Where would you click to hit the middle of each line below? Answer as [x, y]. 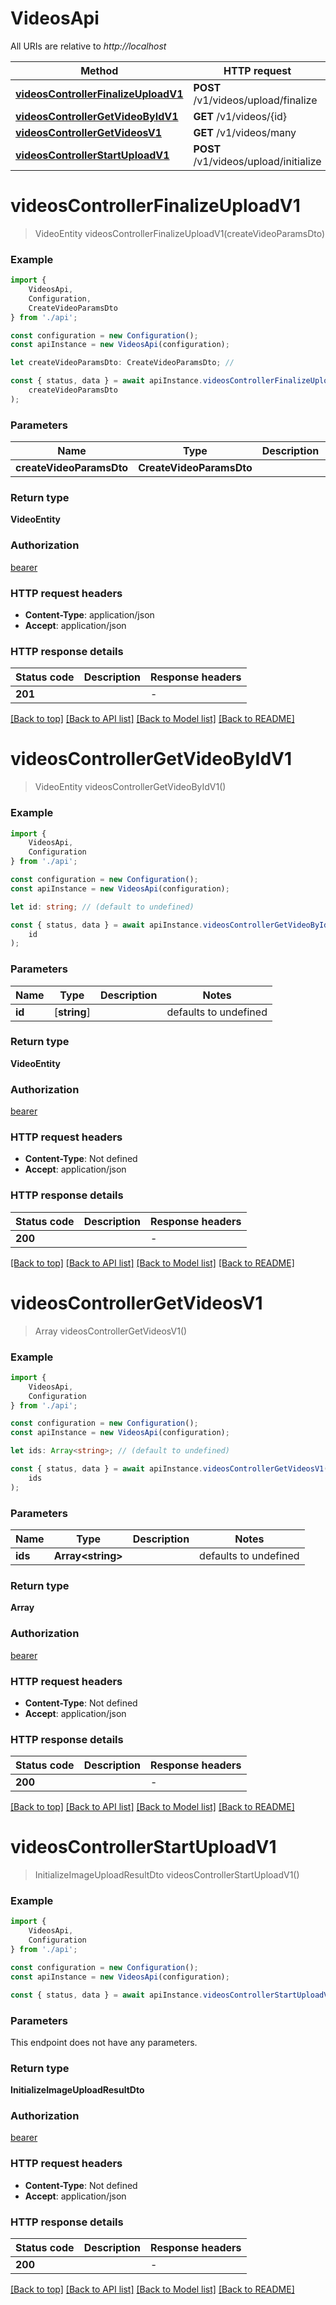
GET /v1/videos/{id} [240, 116]
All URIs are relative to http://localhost [88, 46]
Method [99, 70]
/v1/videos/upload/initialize [257, 161]
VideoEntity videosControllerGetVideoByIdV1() [130, 787]
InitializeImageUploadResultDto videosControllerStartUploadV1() [167, 1875]
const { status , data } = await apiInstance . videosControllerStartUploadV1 [171, 1995]
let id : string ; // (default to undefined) [102, 907]
